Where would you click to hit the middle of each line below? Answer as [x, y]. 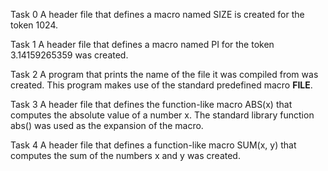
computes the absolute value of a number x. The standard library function [162, 115]
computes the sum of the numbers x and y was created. [125, 155]
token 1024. [34, 25]
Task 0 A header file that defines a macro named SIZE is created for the [157, 14]
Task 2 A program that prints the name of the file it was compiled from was [164, 74]
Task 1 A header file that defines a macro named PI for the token [142, 44]
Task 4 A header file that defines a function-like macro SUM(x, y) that [153, 145]
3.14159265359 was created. [69, 55]
